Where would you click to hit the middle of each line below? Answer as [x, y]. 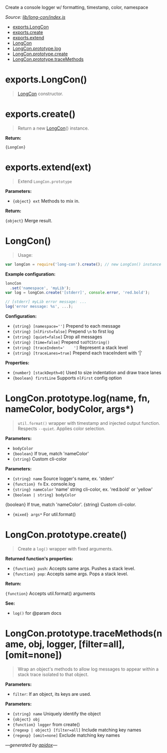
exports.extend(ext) [48, 167]
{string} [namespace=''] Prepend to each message [67, 326]
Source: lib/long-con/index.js [35, 17]
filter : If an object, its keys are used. [52, 694]
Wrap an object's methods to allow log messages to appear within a [88, 669]
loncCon [13, 283]
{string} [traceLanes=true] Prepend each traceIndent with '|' [77, 353]
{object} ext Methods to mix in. [46, 201]
